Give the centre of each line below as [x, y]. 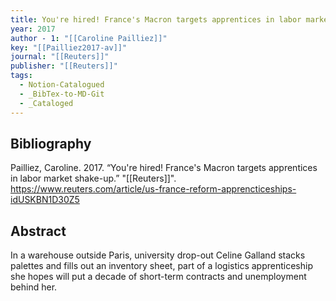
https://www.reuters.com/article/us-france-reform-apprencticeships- [153, 189]
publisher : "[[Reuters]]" [64, 66]
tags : [21, 76]
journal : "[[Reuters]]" [60, 57]
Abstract [38, 231]
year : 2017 [33, 29]
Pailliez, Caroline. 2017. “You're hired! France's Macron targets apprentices [164, 168]
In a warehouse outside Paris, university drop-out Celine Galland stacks [158, 255]
